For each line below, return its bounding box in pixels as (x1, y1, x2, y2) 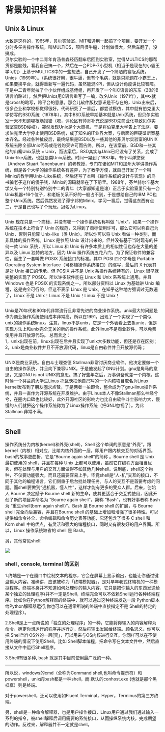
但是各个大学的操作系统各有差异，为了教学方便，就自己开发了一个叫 (13, 167, 151, 172)
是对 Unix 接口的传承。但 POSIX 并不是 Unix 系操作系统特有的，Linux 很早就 (5, 268, 159, 274)
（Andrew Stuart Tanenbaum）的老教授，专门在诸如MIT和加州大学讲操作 (5, 161, 153, 167)
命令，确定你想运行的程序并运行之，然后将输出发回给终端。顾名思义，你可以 (5, 626, 160, 632)
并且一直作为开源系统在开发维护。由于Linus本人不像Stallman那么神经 (13, 390, 154, 396)
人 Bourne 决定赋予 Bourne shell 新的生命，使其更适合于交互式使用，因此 (5, 490, 153, 496)
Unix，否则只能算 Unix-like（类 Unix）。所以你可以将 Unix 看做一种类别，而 (5, 231, 157, 237)
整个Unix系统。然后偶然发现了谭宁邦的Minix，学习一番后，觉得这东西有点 (5, 197, 155, 203)
